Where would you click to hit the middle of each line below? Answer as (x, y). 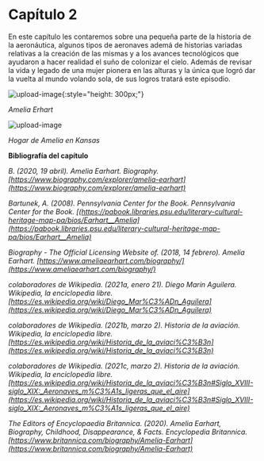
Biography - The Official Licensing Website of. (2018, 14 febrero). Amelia (127, 252)
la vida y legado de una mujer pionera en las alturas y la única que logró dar (132, 70)
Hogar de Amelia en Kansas (54, 140)
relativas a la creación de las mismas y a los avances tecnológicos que (124, 53)
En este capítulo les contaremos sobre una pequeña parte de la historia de (130, 36)
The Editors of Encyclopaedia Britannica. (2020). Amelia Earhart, (115, 423)
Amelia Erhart (31, 109)
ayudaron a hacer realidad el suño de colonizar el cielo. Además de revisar (130, 62)
